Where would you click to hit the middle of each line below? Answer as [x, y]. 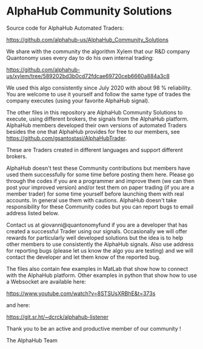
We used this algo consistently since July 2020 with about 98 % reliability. [99, 88]
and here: [18, 305]
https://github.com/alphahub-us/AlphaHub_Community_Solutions [87, 39]
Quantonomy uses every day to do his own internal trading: [80, 58]
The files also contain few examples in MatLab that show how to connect [97, 268]
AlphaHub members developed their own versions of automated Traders [96, 125]
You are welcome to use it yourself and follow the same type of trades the [98, 94]
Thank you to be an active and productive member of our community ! [94, 328]
